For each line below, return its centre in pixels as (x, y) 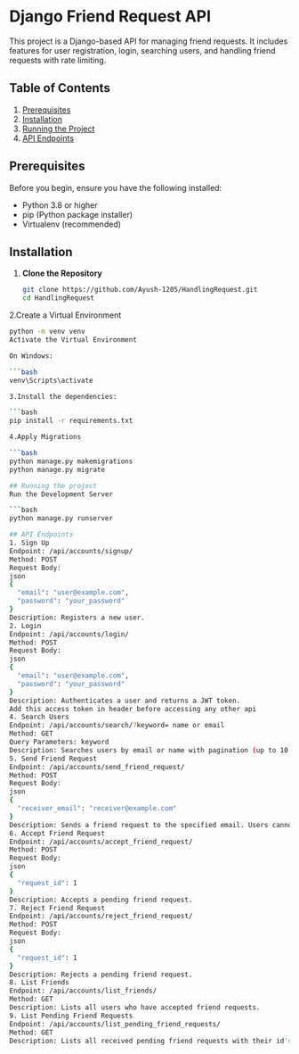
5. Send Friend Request (53, 759)
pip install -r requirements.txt (71, 421)
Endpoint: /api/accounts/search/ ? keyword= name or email (117, 726)
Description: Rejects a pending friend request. (101, 975)
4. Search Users (39, 717)
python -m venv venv (48, 332)
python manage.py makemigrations (71, 461)
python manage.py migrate (57, 469)
